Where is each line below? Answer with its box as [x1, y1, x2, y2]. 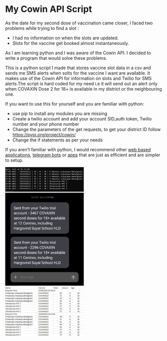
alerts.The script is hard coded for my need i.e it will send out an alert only [5, 81, 158, 87]
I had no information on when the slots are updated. [12, 35, 119, 41]
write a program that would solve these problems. [5, 55, 107, 61]
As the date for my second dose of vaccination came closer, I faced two [5, 20, 153, 26]
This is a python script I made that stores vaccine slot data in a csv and [5, 65, 151, 71]
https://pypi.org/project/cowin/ [12, 131, 76, 137]
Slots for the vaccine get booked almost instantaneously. [12, 40, 130, 46]
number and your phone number [12, 121, 80, 127]
